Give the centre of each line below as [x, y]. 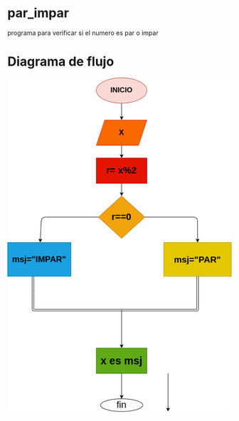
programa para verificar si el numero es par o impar [83, 33]
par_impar [38, 13]
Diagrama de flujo [61, 62]
